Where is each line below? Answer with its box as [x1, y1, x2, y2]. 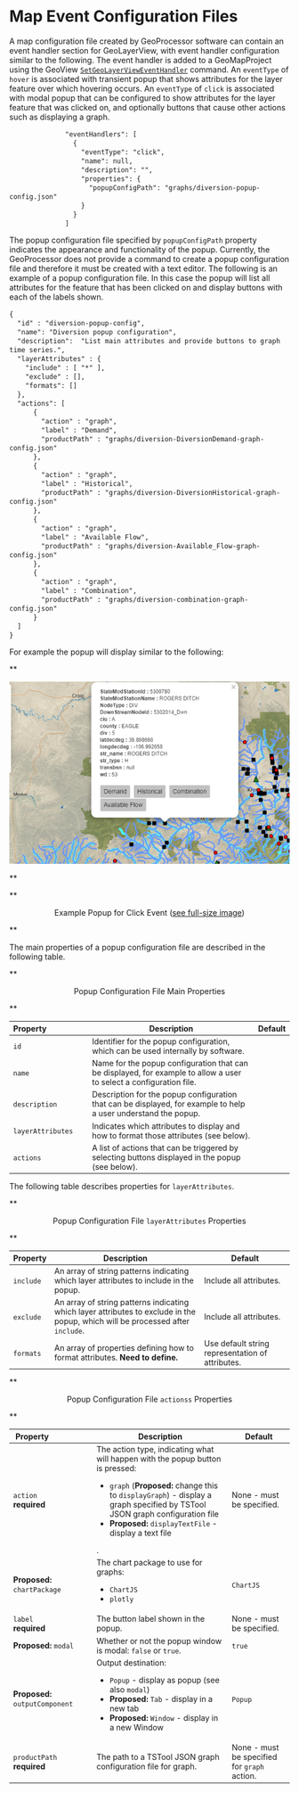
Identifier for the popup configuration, [92, 1036, 230, 1047]
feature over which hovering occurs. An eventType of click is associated [9, 83, 275, 94]
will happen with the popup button [96, 1453, 222, 1464]
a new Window [109, 1722, 165, 1732]
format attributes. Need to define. [54, 1353, 179, 1363]
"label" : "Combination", [41, 586, 138, 595]
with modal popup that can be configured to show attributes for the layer [9, 92, 276, 103]
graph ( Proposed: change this [109, 1480, 219, 1491]
